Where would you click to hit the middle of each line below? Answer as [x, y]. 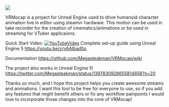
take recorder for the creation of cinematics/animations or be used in [77, 28]
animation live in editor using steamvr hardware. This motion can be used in [84, 22]
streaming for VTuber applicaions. [41, 33]
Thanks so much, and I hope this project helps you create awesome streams [84, 83]
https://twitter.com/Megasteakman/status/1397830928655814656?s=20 [80, 73]
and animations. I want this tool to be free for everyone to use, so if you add [84, 89]
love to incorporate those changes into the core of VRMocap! [69, 99]
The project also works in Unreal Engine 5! [49, 68]
